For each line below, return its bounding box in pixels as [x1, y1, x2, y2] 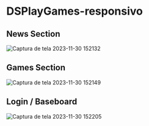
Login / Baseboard [6, 97, 78, 107]
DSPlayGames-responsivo [6, 4, 144, 18]
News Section [6, 29, 60, 39]
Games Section [6, 62, 66, 73]
